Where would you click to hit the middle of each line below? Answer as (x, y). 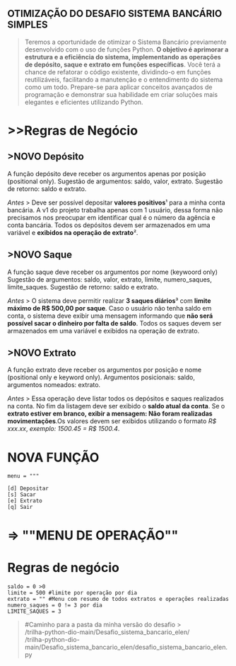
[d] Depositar (28, 489)
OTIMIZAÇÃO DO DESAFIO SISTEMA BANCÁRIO (115, 14)
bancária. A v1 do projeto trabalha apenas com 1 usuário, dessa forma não (115, 209)
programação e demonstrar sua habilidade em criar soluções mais (121, 94)
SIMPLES (28, 25)
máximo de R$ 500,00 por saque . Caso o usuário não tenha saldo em (110, 308)
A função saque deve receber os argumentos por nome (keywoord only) (112, 272)
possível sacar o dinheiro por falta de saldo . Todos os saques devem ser (114, 323)
